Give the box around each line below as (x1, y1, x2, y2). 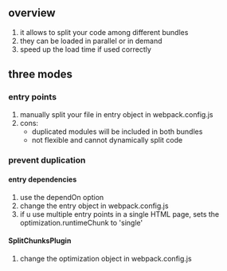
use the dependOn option (19, 192, 104, 202)
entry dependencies (8, 175, 77, 184)
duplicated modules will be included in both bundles (31, 127, 203, 136)
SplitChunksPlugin (8, 236, 72, 245)
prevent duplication (8, 155, 86, 166)
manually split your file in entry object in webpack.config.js (19, 109, 213, 119)
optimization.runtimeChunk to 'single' (19, 218, 143, 227)
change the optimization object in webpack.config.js (19, 253, 193, 263)
